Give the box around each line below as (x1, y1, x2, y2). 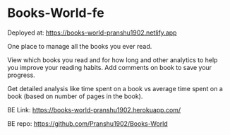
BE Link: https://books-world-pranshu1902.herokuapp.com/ (7, 105, 181, 114)
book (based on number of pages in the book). (7, 92, 143, 100)
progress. (7, 71, 35, 79)
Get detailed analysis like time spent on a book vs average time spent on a (7, 84, 224, 93)
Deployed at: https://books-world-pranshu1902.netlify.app (7, 28, 177, 37)
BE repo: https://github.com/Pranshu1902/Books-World (7, 119, 168, 128)
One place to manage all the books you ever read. (7, 42, 152, 50)
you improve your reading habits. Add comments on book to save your (7, 63, 212, 71)
